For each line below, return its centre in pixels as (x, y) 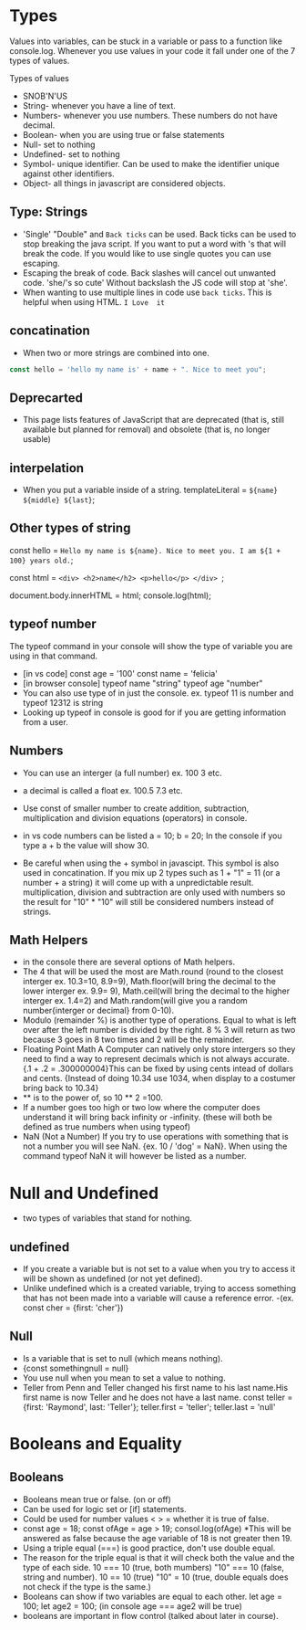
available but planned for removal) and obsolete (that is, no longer (146, 429)
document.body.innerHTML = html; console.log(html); (111, 595)
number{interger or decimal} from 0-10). (98, 1011)
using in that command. (54, 656)
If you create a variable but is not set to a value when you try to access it (159, 1269)
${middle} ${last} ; (59, 500)
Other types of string (70, 528)
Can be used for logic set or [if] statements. (104, 1509)
